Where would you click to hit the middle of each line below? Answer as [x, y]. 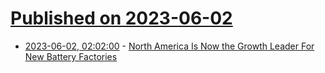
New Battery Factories [71, 56]
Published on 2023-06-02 [121, 18]
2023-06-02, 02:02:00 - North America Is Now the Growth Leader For [169, 46]
